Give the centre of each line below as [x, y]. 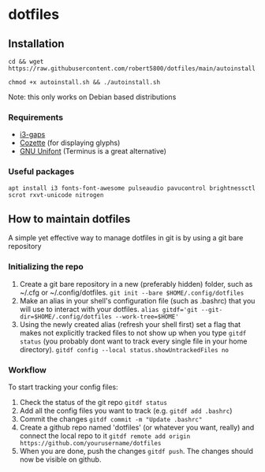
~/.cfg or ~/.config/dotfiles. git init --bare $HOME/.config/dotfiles [132, 292]
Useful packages [41, 172]
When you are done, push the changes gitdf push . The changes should [136, 451]
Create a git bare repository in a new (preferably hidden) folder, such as [136, 284]
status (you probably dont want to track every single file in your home [133, 341]
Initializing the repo [46, 267]
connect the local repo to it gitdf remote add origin [105, 436]
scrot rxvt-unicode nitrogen [56, 195]
